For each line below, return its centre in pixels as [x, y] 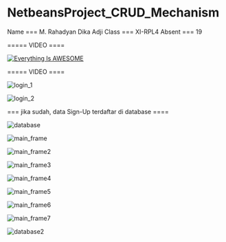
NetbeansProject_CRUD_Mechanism [113, 13]
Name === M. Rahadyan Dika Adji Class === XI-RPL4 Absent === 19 [105, 32]
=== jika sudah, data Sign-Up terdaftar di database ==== [88, 111]
